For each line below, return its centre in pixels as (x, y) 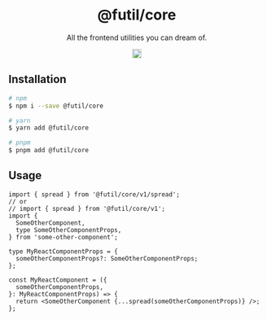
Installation (37, 79)
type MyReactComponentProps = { (63, 251)
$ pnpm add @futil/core (49, 151)
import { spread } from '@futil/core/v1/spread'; (94, 194)
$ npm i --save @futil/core (56, 106)
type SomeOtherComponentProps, (69, 230)
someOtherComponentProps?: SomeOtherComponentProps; (107, 258)
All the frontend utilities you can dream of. (137, 37)
